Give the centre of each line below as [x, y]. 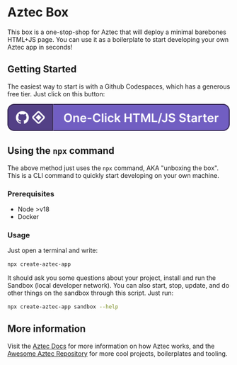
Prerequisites [31, 193]
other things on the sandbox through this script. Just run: [91, 293]
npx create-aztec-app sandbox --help [63, 307]
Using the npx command [61, 151]
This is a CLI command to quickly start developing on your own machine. [113, 175]
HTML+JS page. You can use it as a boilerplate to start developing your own [118, 39]
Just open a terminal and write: [53, 251]
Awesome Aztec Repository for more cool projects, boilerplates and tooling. [117, 353]
